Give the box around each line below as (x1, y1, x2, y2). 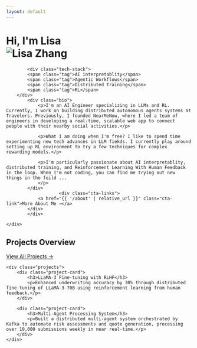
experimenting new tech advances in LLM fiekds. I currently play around (6, 138, 192, 145)
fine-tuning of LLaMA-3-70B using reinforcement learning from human (6, 285, 181, 291)
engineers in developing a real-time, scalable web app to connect (6, 118, 176, 124)
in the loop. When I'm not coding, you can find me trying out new (6, 170, 176, 175)
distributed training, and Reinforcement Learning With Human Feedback (6, 164, 186, 170)
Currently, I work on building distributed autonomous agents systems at (6, 108, 192, 113)
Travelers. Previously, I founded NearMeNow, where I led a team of (6, 113, 178, 119)
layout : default (6, 8, 46, 15)
